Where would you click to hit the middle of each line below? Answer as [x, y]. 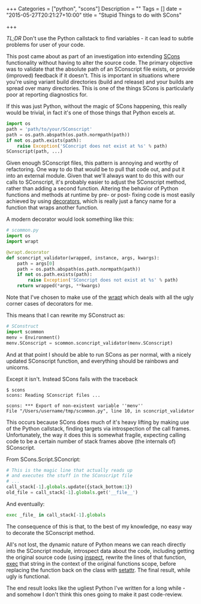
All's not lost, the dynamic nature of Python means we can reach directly [96, 544]
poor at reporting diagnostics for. [47, 95]
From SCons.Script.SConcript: [43, 459]
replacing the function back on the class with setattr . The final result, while [98, 570]
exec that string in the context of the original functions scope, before [91, 563]
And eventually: [25, 504]
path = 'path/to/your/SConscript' [49, 129]
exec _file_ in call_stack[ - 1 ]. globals [56, 515]
